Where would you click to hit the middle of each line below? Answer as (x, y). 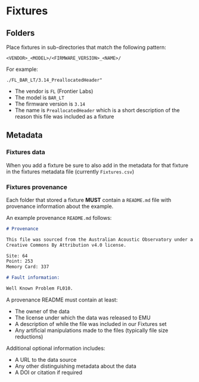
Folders (21, 33)
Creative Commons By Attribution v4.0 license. (66, 245)
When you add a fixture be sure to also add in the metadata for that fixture (97, 165)
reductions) (29, 336)
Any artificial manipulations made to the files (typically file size (91, 330)
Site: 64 (17, 256)
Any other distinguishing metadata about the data (75, 366)
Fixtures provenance (37, 187)
